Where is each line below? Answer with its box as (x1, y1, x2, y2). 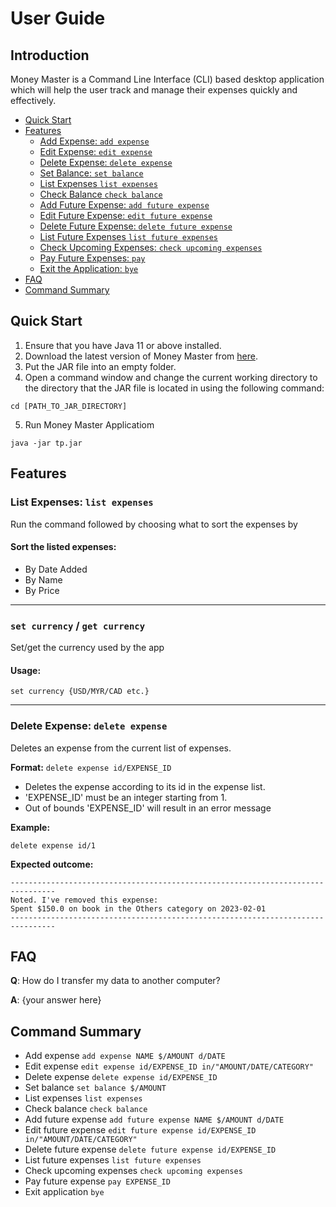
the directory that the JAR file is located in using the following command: (24, 382, 325, 394)
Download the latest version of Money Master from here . (24, 350, 258, 362)
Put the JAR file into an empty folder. (24, 360, 177, 372)
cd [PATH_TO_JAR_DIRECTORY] (10, 401, 128, 411)
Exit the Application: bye (39, 263, 139, 274)
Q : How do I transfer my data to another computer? (10, 975, 221, 987)
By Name (24, 573, 63, 586)
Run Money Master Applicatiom (24, 418, 155, 431)
